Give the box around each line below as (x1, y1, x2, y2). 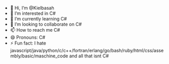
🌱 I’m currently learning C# (10, 16, 67, 22)
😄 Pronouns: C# (10, 34, 46, 40)
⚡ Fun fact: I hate (10, 40, 46, 46)
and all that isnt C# (69, 53, 109, 59)
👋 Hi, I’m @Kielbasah (10, 5, 55, 11)
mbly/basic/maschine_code (10, 53, 68, 59)
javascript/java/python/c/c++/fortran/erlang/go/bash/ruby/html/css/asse (10, 48, 164, 53)
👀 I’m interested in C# (10, 10, 56, 16)
